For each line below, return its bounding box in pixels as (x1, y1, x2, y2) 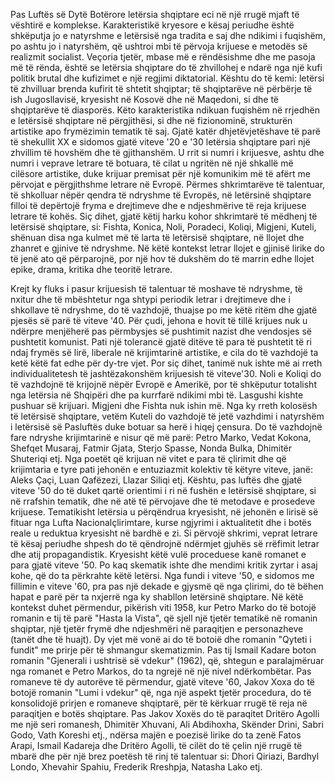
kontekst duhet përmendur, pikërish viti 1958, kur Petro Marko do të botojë (10, 602, 317, 613)
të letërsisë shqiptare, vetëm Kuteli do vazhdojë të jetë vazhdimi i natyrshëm (10, 410, 325, 422)
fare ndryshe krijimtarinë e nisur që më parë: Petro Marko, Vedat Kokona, (10, 432, 312, 443)
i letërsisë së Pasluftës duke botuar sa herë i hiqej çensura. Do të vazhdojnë (10, 421, 323, 433)
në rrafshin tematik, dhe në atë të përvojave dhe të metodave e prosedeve (10, 495, 316, 507)
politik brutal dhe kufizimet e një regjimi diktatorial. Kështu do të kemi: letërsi (10, 72, 325, 84)
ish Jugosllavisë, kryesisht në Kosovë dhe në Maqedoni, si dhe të (10, 94, 280, 105)
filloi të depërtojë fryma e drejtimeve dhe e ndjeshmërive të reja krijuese (10, 200, 307, 211)
